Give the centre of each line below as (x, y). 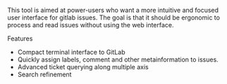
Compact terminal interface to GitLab (71, 52)
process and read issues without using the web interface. (91, 25)
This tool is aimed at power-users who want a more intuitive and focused (113, 10)
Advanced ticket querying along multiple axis (83, 67)
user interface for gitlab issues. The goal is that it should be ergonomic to (114, 17)
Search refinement (44, 74)
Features (20, 38)
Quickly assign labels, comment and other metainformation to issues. (118, 59)
